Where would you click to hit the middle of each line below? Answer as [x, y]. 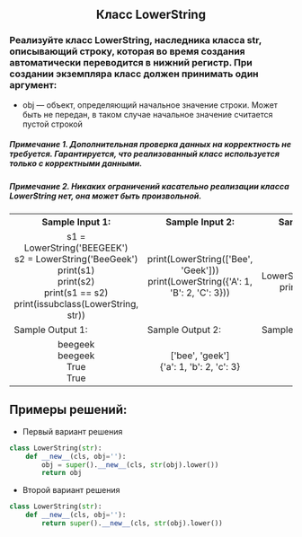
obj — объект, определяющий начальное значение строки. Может [150, 105]
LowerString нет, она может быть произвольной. [106, 196]
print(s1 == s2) [76, 293]
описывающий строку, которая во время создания [127, 51]
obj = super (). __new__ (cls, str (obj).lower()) [130, 465]
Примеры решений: [68, 410]
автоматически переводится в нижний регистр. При [131, 63]
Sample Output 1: [51, 330]
